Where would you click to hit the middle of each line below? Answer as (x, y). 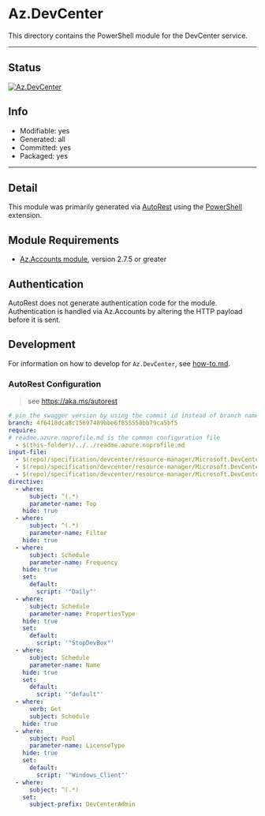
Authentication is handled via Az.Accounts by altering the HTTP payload (125, 311)
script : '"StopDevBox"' (75, 643)
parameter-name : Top (63, 503)
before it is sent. (35, 320)
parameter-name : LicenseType (77, 746)
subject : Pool (52, 739)
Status (25, 68)
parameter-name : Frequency (73, 562)
